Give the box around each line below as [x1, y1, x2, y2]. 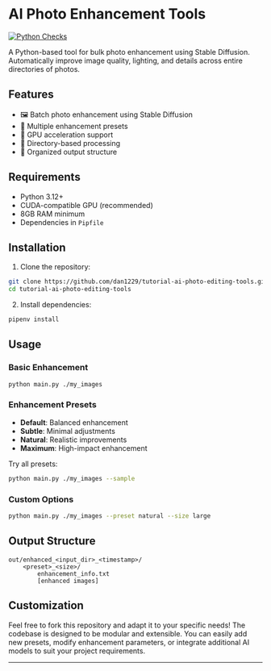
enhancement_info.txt [37, 569, 110, 577]
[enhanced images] [37, 577, 99, 585]
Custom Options [8, 494, 74, 505]
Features [8, 88, 54, 102]
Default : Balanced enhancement [19, 417, 128, 427]
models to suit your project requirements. [8, 646, 146, 656]
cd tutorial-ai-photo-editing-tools [8, 285, 131, 294]
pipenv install [8, 315, 60, 323]
